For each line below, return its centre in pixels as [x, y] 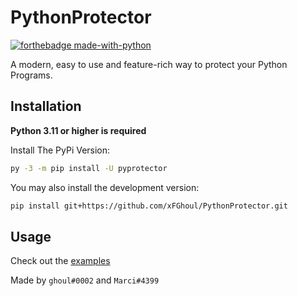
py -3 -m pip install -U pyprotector [89, 168]
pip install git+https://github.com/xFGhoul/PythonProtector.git [149, 206]
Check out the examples [60, 261]
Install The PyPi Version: [60, 150]
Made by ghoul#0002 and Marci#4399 [85, 280]
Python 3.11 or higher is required [78, 130]
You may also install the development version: [105, 187]
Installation [46, 106]
